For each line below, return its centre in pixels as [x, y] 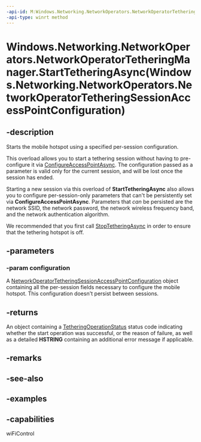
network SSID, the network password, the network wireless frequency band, [100, 208]
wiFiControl [20, 433]
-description [30, 132]
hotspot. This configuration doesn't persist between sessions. [83, 294]
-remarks [24, 358]
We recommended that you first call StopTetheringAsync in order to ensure [99, 226]
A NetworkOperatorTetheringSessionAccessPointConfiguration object [92, 281]
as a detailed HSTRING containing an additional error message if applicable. [100, 339]
